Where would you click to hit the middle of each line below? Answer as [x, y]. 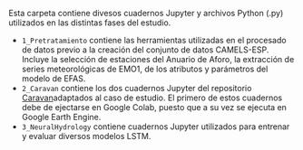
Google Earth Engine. [61, 117]
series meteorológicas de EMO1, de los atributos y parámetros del [145, 69]
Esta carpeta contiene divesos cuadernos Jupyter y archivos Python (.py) [146, 13]
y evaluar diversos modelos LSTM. [86, 136]
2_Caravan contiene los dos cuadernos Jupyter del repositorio [137, 88]
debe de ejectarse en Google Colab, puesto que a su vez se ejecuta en [154, 107]
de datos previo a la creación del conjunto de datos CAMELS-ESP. [145, 50]
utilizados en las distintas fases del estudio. [90, 23]
